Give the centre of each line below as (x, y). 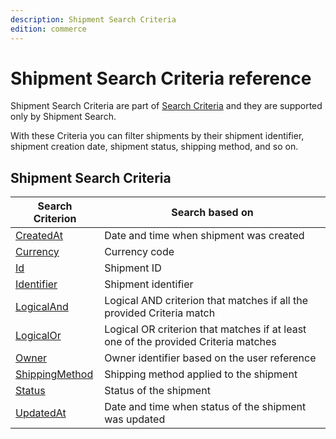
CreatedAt (39, 236)
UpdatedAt (41, 413)
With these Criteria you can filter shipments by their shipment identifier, (157, 136)
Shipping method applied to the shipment (201, 374)
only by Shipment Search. (63, 117)
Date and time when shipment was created (204, 236)
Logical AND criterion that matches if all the (206, 301)
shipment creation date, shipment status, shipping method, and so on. (154, 147)
